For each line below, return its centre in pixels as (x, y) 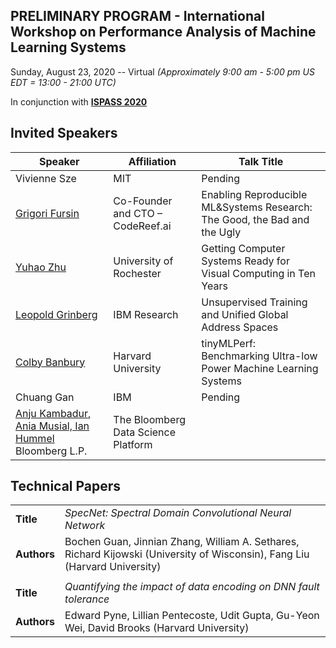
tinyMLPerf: (229, 343)
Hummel (35, 438)
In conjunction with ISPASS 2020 (79, 101)
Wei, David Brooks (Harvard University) (157, 628)
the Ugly (221, 232)
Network (85, 526)
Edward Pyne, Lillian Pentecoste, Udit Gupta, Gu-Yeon (192, 616)
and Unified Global (245, 314)
